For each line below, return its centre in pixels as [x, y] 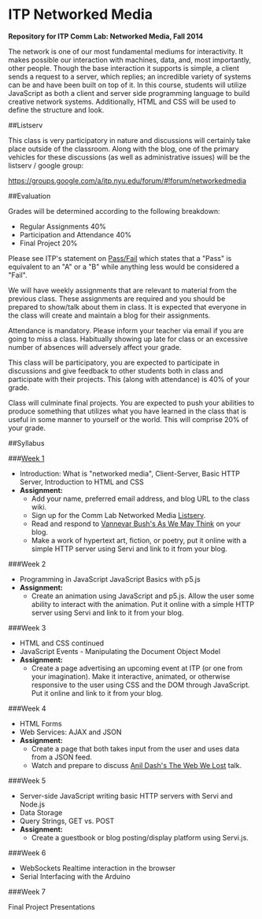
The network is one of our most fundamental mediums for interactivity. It [126, 51]
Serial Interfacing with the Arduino [75, 876]
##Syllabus [26, 443]
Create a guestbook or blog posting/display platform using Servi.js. [140, 837]
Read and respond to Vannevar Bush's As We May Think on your [136, 524]
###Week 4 [27, 708]
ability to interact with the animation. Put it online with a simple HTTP [142, 604]
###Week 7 [27, 891]
